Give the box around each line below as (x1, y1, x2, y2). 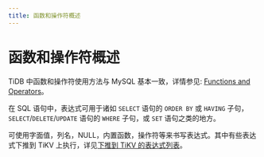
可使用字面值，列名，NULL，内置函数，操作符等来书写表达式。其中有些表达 (8, 130, 257, 139)
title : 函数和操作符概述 (8, 11, 81, 20)
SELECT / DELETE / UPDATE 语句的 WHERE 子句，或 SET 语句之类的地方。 (8, 113, 220, 123)
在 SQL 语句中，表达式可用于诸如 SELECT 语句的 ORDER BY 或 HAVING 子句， (8, 103, 249, 112)
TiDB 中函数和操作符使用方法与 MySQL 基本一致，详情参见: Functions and (8, 77, 250, 86)
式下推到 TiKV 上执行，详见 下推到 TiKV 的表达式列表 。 (8, 140, 187, 150)
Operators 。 (8, 86, 49, 96)
